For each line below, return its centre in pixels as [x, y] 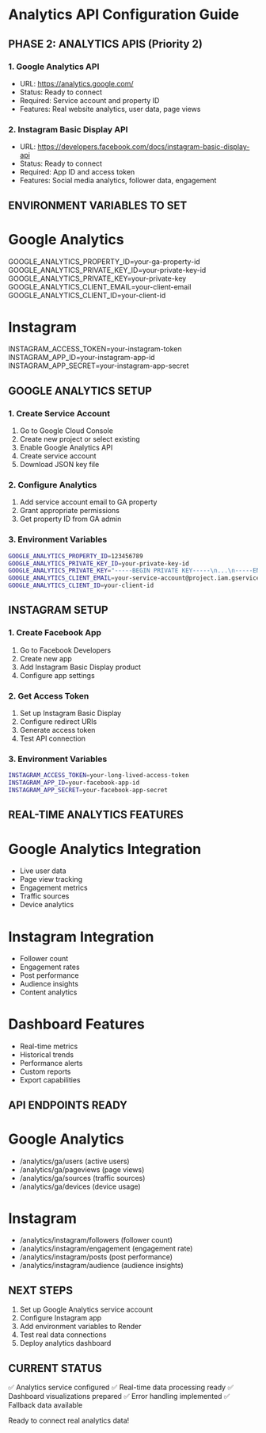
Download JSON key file [59, 465]
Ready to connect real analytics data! [69, 1420]
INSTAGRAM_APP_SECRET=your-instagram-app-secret [99, 366]
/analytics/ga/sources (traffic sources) [82, 1178]
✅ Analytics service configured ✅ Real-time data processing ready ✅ [121, 1387]
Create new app [46, 658]
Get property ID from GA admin [70, 519]
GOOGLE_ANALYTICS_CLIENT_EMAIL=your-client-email [100, 286]
